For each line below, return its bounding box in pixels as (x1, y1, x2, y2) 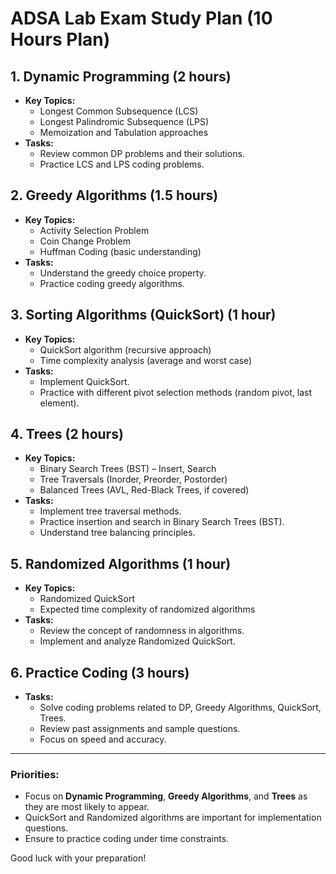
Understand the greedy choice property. (39, 267, 207, 279)
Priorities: (10, 767, 60, 781)
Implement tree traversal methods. (39, 505, 182, 517)
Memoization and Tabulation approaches (39, 127, 209, 138)
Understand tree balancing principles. (39, 527, 196, 539)
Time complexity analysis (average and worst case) (39, 354, 253, 366)
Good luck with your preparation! (10, 852, 147, 864)
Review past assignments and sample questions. (39, 723, 241, 735)
